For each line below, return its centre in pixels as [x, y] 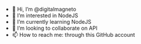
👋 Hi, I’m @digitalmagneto [44, 9]
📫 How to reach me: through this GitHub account [74, 35]
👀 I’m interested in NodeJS [45, 15]
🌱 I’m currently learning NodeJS [52, 22]
